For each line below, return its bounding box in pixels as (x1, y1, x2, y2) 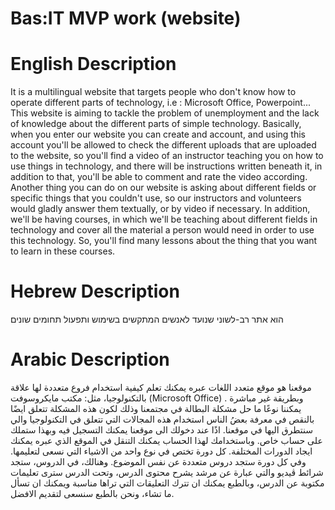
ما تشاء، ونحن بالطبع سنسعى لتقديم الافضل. (10, 488, 175, 499)
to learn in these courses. (10, 245, 116, 257)
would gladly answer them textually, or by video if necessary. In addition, (10, 203, 311, 215)
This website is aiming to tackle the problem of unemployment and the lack (10, 107, 320, 119)
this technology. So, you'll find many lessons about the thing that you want (10, 235, 318, 247)
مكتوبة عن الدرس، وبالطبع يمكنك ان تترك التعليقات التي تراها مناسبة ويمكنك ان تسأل (10, 477, 325, 489)
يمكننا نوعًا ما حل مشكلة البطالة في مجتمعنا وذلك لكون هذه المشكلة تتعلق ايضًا (10, 403, 302, 414)
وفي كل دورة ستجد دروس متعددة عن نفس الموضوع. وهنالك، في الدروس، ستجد (10, 456, 307, 467)
